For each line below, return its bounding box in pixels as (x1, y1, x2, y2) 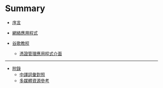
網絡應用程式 (12, 30, 38, 35)
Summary (5, 3, 45, 14)
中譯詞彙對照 (19, 71, 45, 77)
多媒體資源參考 (19, 77, 49, 83)
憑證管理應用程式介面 (19, 51, 62, 56)
